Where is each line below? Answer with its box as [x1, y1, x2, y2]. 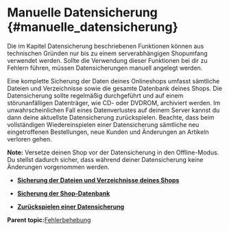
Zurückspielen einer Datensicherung [16, 202, 125, 210]
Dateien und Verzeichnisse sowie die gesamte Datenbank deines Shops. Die [7, 84, 223, 92]
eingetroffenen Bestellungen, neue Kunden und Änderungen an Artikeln [7, 128, 209, 136]
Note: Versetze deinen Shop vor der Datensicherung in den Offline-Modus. [7, 148, 219, 157]
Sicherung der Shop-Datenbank [16, 189, 110, 198]
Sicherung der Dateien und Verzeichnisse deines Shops [16, 176, 180, 184]
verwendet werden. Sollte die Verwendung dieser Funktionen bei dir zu [7, 56, 208, 64]
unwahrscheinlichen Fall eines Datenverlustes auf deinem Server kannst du [7, 106, 220, 114]
